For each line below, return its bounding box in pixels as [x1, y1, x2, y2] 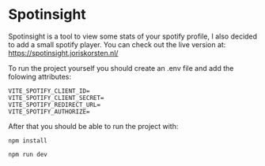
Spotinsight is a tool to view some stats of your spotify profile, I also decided [8, 31, 258, 41]
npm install [8, 136, 47, 145]
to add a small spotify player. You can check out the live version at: [8, 39, 226, 49]
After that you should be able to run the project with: [8, 121, 179, 131]
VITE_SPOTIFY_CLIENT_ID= [8, 87, 90, 95]
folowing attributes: [8, 72, 72, 81]
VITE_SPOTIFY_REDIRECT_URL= [8, 101, 101, 109]
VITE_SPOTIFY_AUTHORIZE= [8, 108, 90, 116]
